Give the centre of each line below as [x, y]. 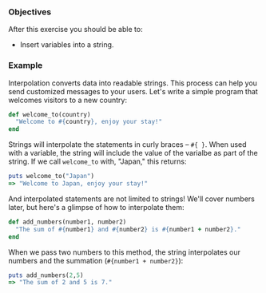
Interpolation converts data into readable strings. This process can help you [133, 83]
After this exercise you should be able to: [75, 30]
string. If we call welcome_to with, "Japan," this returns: [97, 161]
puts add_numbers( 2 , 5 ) [46, 275]
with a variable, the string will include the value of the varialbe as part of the [133, 153]
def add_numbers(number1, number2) [67, 222]
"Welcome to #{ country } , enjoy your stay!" [89, 122]
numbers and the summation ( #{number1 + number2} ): [96, 260]
